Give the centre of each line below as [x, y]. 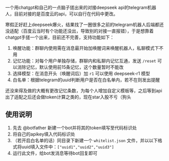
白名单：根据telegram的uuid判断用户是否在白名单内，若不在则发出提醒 [86, 80]
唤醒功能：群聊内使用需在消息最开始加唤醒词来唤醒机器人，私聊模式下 [86, 48]
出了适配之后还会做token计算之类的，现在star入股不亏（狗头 [68, 97]
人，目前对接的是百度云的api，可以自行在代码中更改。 [61, 14]
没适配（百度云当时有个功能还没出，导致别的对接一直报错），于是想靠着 [79, 31]
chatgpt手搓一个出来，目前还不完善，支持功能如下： [60, 37]
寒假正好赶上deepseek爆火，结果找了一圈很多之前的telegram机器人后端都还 [85, 25]
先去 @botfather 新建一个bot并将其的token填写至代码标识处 [75, 127]
